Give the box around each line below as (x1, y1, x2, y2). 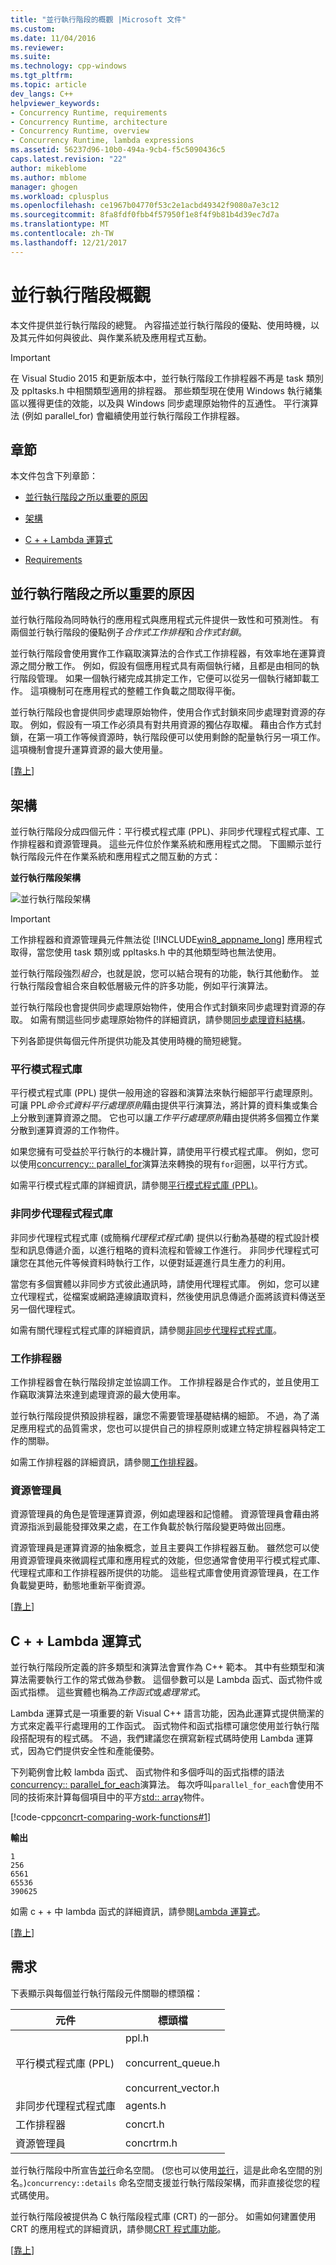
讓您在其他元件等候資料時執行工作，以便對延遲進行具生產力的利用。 (10, 1256, 291, 1268)
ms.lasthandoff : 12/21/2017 (10, 237, 128, 248)
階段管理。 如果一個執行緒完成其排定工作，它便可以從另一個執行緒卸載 (18, 672, 311, 685)
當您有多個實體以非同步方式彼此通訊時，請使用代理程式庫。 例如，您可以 (10, 1277, 311, 1290)
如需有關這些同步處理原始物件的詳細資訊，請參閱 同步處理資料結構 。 (29, 1014, 311, 1025)
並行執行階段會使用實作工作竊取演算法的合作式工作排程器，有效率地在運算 (10, 647, 317, 660)
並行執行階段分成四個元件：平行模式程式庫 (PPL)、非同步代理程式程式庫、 (10, 826, 316, 837)
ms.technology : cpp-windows (10, 61, 128, 71)
